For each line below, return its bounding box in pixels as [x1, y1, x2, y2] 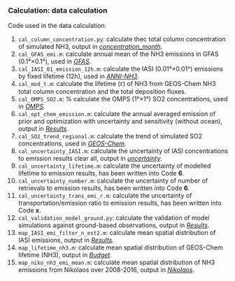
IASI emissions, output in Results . [17, 236, 115, 245]
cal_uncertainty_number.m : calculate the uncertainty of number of [17, 177, 208, 185]
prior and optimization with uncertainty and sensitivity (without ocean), [17, 117, 222, 126]
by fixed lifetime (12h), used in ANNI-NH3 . [17, 72, 139, 80]
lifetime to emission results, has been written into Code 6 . [17, 169, 185, 178]
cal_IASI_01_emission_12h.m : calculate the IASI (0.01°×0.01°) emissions [17, 65, 223, 73]
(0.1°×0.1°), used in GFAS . [17, 57, 92, 66]
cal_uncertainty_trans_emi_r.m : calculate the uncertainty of [17, 192, 192, 200]
